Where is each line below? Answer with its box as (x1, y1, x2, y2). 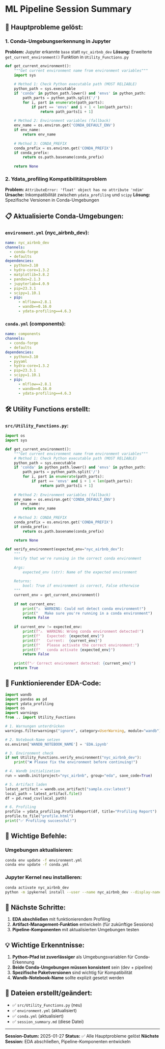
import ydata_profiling (5, 701, 54, 706)
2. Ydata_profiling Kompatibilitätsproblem (5, 175, 107, 182)
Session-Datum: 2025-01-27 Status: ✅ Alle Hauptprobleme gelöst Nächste (5, 1033, 159, 1039)
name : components (5, 331, 41, 337)
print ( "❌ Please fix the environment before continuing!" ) (14, 760, 138, 765)
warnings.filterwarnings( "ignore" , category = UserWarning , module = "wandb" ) (5, 728, 162, 733)
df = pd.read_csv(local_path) (5, 796, 67, 801)
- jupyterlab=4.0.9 (9, 281, 50, 286)
